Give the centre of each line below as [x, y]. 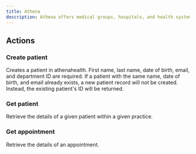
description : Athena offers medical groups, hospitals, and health [90, 17]
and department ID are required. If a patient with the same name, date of [93, 76]
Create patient [27, 57]
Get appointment [31, 132]
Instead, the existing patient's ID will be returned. [65, 89]
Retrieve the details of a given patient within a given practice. [79, 117]
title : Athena [23, 11]
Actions [20, 41]
